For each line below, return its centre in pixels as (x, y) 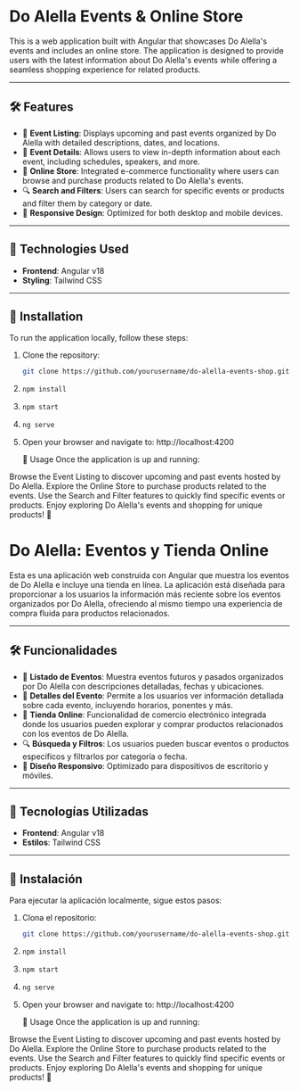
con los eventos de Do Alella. (75, 733)
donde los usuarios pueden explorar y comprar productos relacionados (153, 723)
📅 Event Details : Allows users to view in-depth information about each (151, 152)
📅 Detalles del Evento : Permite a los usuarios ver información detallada (153, 695)
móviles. (37, 775)
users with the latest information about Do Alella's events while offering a (143, 60)
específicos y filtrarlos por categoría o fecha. (105, 756)
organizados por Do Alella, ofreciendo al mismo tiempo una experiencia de (146, 603)
